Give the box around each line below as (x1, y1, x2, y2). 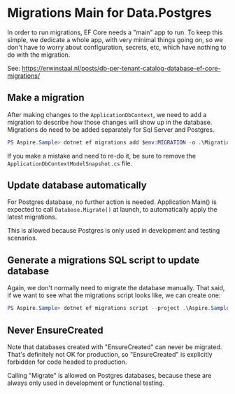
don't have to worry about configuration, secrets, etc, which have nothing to (7, 43, 227, 51)
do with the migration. (7, 50, 71, 59)
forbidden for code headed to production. (7, 358, 127, 366)
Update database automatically (7, 179, 147, 191)
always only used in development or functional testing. (7, 379, 165, 387)
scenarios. (7, 233, 38, 243)
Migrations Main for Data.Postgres (7, 5, 212, 21)
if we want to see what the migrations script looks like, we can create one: (7, 291, 221, 299)
